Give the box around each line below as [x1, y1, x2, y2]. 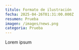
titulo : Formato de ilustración [5, 7, 72, 12]
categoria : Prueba [5, 26, 43, 31]
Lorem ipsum [5, 39, 32, 45]
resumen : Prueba [5, 16, 39, 21]
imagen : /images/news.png [5, 21, 58, 26]
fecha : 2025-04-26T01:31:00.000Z [5, 12, 74, 17]
